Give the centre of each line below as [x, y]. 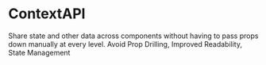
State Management [39, 52]
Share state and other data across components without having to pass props [133, 36]
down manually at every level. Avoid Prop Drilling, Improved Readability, [125, 44]
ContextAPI [47, 14]
